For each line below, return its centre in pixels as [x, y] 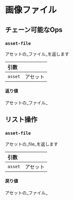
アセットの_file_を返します [32, 144]
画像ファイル [31, 10]
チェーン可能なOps [34, 30]
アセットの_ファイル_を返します [37, 54]
